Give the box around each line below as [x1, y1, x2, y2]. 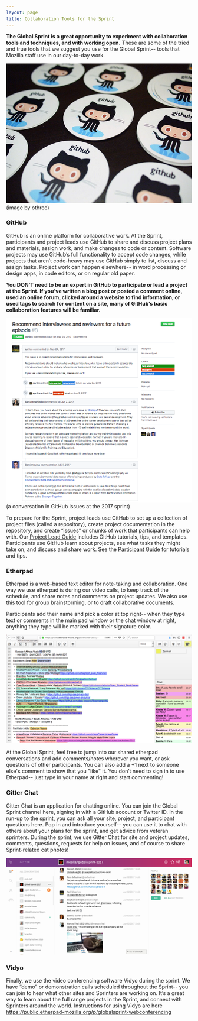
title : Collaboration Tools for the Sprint [6, 15, 115, 22]
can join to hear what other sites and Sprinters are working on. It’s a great [6, 990, 184, 997]
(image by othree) [6, 204, 49, 211]
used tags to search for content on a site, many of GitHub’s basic [6, 300, 168, 307]
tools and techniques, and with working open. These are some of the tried [6, 39, 190, 46]
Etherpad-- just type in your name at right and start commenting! [6, 774, 164, 781]
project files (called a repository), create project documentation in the [6, 520, 175, 527]
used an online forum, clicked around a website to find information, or [6, 293, 181, 301]
